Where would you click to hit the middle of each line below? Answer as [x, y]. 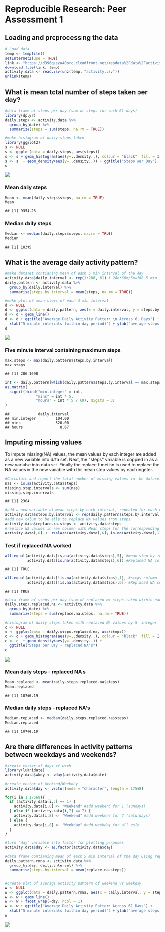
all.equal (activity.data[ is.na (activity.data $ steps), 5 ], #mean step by [80, 556]
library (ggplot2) [23, 143]
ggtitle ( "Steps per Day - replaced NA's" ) [54, 646]
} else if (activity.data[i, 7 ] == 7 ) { [50, 811]
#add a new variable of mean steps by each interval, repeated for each [81, 510]
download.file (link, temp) [33, 67]
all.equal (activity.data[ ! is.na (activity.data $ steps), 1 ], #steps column [81, 578]
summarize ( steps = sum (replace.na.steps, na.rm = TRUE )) [69, 614]
